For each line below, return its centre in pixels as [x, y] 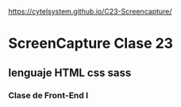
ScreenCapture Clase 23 [90, 44]
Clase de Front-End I [48, 95]
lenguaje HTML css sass [70, 73]
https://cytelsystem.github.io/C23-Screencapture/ [90, 11]
